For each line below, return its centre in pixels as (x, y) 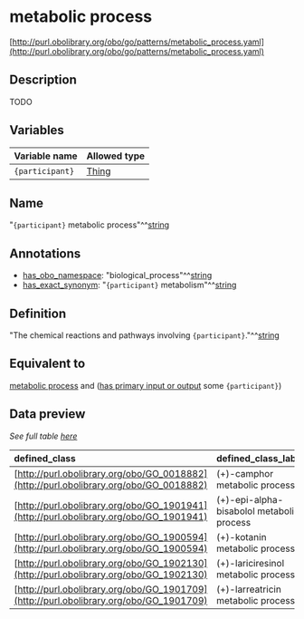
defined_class (45, 458)
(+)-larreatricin (249, 589)
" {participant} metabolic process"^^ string (90, 225)
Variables (37, 130)
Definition (38, 313)
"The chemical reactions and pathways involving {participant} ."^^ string (145, 335)
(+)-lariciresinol (251, 563)
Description (43, 80)
